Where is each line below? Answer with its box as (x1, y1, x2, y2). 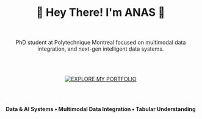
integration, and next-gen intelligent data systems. (37, 45, 164, 52)
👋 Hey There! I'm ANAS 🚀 (36, 5, 165, 20)
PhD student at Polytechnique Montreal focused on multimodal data (15, 38, 186, 46)
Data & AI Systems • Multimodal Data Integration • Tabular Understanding (5, 105, 196, 112)
